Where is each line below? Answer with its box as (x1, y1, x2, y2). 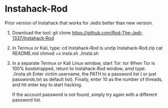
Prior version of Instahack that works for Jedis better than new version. (5, 20, 153, 26)
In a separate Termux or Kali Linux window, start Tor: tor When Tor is (12, 60, 155, 66)
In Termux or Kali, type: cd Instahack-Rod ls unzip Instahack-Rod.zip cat (12, 45, 163, 51)
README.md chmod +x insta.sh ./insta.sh (12, 50, 99, 56)
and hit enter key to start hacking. (12, 82, 82, 88)
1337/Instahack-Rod (12, 35, 54, 41)
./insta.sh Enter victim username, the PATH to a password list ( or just (12, 70, 156, 77)
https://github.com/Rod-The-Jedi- (72, 29, 143, 35)
